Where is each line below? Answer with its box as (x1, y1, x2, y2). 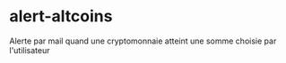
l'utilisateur (9, 44, 51, 55)
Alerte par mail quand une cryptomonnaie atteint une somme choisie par (9, 35, 277, 46)
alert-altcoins (9, 6, 113, 27)
